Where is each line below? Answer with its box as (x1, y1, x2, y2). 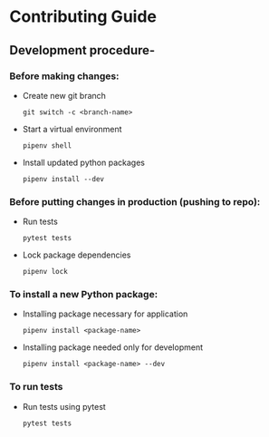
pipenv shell (22, 141, 72, 151)
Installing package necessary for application (22, 308, 188, 319)
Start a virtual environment (22, 123, 122, 134)
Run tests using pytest (22, 401, 106, 412)
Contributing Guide (9, 6, 157, 27)
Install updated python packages (22, 157, 145, 168)
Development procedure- (9, 43, 156, 58)
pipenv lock (22, 267, 68, 277)
